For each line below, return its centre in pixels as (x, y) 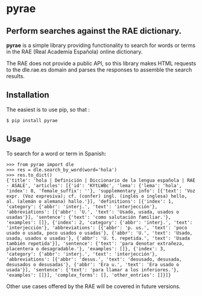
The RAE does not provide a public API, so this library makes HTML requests (101, 63)
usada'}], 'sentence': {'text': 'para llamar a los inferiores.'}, (93, 270)
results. (16, 76)
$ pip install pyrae (32, 120)
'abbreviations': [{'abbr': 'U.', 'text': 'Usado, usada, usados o (93, 212)
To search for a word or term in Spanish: (56, 153)
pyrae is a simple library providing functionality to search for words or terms (101, 45)
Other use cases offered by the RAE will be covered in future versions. (93, 286)
